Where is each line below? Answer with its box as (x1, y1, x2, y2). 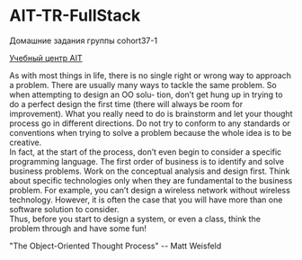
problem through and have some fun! (9, 222, 147, 234)
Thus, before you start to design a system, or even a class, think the (9, 213, 261, 224)
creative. (9, 137, 42, 148)
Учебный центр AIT (9, 52, 83, 63)
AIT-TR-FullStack (9, 5, 141, 26)
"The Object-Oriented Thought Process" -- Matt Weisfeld (9, 240, 222, 251)
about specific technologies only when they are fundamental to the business (9, 175, 293, 185)
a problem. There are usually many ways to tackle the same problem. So (9, 79, 277, 90)
